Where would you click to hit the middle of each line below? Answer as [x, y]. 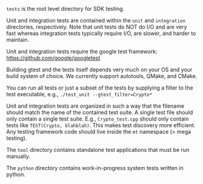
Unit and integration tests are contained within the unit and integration [96, 20]
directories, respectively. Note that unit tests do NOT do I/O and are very [97, 27]
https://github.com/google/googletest [53, 58]
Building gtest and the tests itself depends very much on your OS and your [99, 70]
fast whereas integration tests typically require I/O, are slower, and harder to [101, 33]
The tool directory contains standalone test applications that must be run [98, 150]
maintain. [18, 40]
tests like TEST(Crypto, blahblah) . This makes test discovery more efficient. [101, 125]
